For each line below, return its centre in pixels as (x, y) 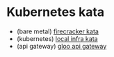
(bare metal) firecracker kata (57, 31)
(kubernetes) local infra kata (57, 38)
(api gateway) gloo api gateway (62, 46)
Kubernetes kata (56, 12)
